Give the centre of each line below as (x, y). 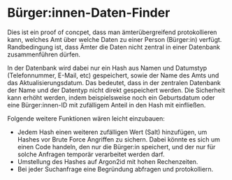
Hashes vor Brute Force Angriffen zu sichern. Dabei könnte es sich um (118, 139)
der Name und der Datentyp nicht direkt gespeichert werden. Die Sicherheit (116, 90)
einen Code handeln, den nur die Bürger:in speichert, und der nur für (116, 147)
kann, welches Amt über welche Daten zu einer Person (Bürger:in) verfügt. (115, 39)
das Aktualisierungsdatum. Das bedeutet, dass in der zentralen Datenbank (114, 82)
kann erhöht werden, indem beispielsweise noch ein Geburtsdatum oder (111, 97)
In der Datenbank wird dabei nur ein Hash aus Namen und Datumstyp (107, 68)
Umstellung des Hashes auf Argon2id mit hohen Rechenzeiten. (108, 161)
